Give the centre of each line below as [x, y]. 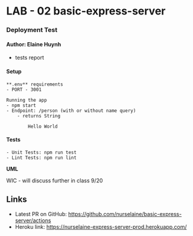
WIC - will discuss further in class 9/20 [55, 180]
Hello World [43, 126]
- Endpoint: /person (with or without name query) [71, 110]
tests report [29, 58]
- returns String [39, 116]
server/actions [33, 220]
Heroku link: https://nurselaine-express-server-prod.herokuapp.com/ [101, 226]
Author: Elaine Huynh [34, 44]
